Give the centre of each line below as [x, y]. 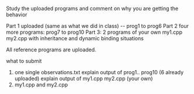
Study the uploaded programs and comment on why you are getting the [92, 8]
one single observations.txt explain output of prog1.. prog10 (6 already [99, 72]
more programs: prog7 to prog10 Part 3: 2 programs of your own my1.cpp [94, 32]
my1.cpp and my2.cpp [41, 85]
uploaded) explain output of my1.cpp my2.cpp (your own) [84, 79]
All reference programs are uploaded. [51, 50]
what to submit [24, 61]
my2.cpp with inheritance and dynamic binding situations [75, 38]
